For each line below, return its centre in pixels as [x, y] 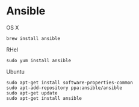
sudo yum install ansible [39, 60]
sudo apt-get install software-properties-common [70, 82]
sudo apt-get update [32, 93]
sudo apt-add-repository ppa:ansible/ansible [64, 88]
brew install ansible [33, 38]
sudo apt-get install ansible [44, 98]
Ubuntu [16, 71]
